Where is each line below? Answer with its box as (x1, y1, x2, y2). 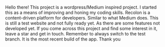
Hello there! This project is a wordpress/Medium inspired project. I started (5, 4, 157, 10)
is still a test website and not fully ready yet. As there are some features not (5, 20, 161, 26)
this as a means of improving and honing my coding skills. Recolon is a (5, 9, 151, 15)
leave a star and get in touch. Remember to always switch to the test (5, 31, 146, 36)
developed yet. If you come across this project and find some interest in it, (5, 25, 158, 31)
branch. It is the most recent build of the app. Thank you (5, 36, 121, 42)
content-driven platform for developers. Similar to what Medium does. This (5, 15, 159, 20)
